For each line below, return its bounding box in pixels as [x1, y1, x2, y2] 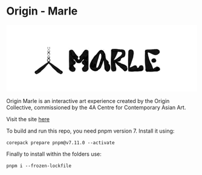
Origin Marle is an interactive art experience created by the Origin [6, 97, 170, 105]
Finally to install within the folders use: [6, 150, 102, 158]
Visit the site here [6, 116, 50, 123]
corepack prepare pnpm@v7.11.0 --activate [6, 140, 115, 146]
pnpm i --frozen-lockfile [6, 163, 71, 169]
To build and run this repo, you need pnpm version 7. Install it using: [6, 127, 175, 134]
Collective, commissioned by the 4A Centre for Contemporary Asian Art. [6, 104, 186, 111]
